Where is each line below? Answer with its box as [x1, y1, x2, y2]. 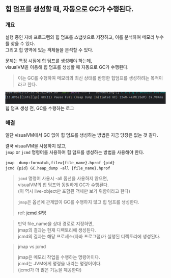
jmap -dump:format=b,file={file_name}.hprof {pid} [5, 160, 115, 165]
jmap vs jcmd [17, 243, 46, 249]
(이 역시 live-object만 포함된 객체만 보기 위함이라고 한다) [17, 188, 131, 194]
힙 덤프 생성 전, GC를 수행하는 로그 [5, 105, 74, 111]
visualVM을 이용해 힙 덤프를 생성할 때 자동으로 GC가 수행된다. [5, 64, 129, 70]
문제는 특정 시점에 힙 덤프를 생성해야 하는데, [5, 58, 93, 64]
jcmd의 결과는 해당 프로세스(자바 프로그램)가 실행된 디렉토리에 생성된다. [17, 233, 161, 239]
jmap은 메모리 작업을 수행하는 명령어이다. [17, 254, 100, 260]
